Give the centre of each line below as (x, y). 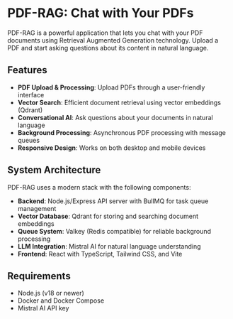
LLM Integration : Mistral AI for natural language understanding (109, 246)
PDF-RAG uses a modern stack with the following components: (99, 187)
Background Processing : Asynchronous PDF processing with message (122, 132)
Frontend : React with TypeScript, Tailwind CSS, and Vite (100, 254)
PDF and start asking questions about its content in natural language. (108, 48)
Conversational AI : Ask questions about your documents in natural (115, 117)
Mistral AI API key (43, 308)
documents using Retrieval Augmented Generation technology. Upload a (113, 40)
